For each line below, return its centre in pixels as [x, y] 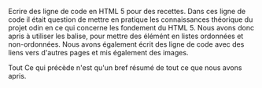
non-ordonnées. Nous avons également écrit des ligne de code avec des [126, 44]
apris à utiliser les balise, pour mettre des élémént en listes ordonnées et [126, 36]
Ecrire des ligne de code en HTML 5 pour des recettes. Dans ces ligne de [127, 11]
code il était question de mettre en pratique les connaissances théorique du [131, 19]
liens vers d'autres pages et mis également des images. [98, 53]
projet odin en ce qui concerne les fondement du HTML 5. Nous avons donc [131, 28]
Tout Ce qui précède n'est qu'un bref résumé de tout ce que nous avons [125, 68]
